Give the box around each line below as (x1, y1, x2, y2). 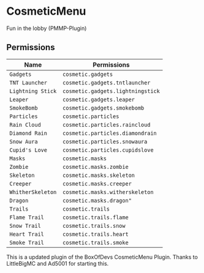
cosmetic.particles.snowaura (62, 138, 148, 145)
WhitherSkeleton (9, 189, 57, 195)
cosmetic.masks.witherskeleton (62, 189, 154, 195)
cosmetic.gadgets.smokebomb (62, 104, 145, 111)
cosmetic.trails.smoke (62, 239, 129, 246)
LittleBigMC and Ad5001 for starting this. (6, 260, 109, 267)
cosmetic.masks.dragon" (62, 197, 132, 204)
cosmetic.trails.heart (62, 231, 129, 237)
